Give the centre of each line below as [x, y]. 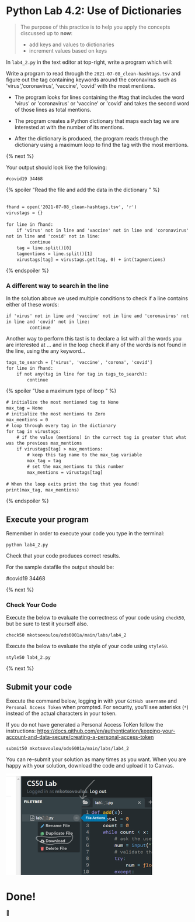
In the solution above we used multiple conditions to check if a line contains [97, 298]
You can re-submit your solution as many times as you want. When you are [96, 759]
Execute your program [48, 519]
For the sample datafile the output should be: [60, 567]
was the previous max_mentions [44, 443]
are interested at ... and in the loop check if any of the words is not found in [96, 345]
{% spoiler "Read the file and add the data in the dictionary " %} [83, 190]
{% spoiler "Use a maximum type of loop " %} [61, 391]
